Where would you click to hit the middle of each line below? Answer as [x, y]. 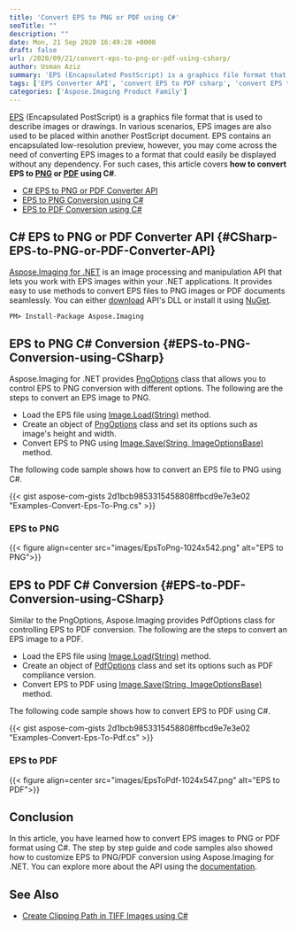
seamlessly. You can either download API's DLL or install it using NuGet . [141, 300]
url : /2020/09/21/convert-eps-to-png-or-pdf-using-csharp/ [120, 58]
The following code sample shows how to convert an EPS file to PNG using [145, 469]
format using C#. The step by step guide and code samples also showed [141, 848]
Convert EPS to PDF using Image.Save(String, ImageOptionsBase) [142, 685]
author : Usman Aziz [45, 67]
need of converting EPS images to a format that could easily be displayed [143, 154]
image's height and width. [69, 434]
